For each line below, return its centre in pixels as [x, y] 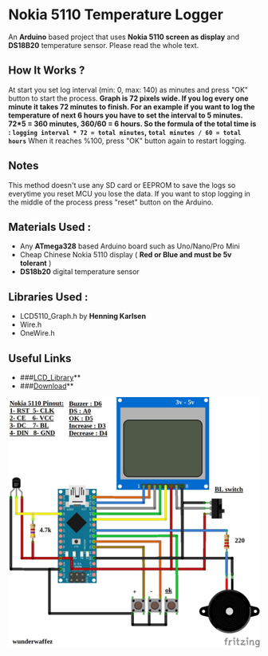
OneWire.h [37, 333]
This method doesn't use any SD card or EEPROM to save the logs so [122, 185]
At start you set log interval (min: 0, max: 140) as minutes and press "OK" [128, 89]
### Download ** [47, 386]
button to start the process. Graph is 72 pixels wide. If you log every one [128, 98]
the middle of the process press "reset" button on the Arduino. [111, 202]
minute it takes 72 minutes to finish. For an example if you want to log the [132, 106]
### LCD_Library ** [50, 378]
